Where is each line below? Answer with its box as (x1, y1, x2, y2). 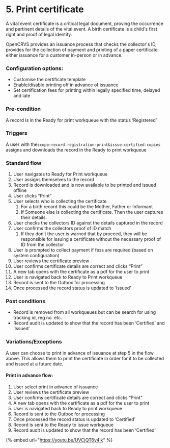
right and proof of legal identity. (6, 31, 72, 37)
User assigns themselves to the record (13, 177, 95, 183)
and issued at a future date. (6, 361, 64, 367)
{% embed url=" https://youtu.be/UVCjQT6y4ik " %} (6, 437, 113, 443)
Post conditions (6, 297, 45, 305)
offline (13, 187, 27, 193)
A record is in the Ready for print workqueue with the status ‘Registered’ (6, 117, 157, 123)
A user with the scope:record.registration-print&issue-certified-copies (6, 141, 161, 147)
